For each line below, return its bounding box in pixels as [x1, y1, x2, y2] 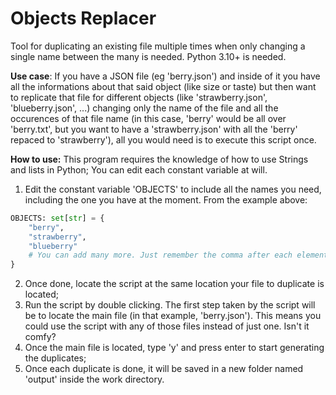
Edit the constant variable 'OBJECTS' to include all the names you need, [24, 183, 322, 195]
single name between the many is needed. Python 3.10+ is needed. [10, 50, 287, 62]
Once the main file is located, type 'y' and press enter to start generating [24, 342, 325, 354]
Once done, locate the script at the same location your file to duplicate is [24, 278, 325, 290]
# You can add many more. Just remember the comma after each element [28, 250, 329, 261]
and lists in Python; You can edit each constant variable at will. [10, 163, 268, 176]
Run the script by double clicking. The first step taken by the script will [24, 299, 316, 311]
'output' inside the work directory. [24, 373, 165, 386]
